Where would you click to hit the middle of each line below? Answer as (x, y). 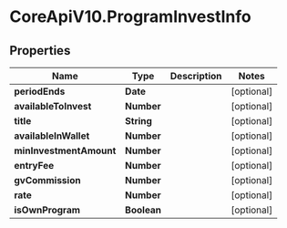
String (138, 121)
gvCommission (47, 180)
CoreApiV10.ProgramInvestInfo (131, 17)
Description (196, 76)
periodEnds (40, 91)
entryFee (34, 166)
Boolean (143, 210)
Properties (40, 51)
